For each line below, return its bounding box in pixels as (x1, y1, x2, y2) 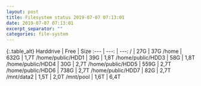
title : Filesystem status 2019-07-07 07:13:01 (6, 14, 125, 20)
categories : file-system (6, 31, 68, 37)
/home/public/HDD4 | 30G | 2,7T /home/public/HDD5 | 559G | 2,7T (6, 61, 172, 68)
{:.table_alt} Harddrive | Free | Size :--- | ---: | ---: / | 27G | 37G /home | (6, 48, 182, 55)
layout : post (6, 8, 39, 15)
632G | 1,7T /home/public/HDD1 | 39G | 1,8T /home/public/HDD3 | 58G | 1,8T (6, 54, 196, 61)
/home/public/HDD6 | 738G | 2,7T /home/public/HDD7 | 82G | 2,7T (6, 67, 171, 74)
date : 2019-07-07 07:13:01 (6, 20, 74, 26)
